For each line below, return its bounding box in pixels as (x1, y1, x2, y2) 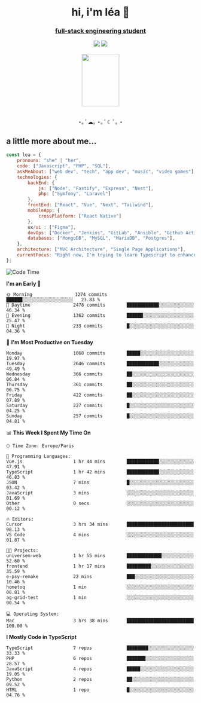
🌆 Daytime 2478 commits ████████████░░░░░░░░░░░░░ (6, 302, 194, 308)
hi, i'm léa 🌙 (71, 5, 130, 19)
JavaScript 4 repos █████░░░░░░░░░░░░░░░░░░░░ (6, 666, 194, 672)
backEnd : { (28, 179, 55, 186)
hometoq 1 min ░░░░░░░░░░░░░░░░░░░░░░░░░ (6, 584, 194, 590)
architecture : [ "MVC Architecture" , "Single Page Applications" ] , (17, 246, 186, 253)
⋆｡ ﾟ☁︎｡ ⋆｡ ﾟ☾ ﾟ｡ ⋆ (78, 118, 123, 126)
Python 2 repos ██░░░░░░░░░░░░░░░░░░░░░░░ (6, 676, 194, 682)
